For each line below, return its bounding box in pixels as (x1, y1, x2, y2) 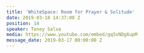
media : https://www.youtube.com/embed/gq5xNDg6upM (6, 32, 138, 38)
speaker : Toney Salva (6, 26, 62, 32)
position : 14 (6, 20, 40, 26)
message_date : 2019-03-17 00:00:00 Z (6, 37, 103, 43)
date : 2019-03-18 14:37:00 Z (6, 15, 81, 21)
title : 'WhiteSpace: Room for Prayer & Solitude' (6, 9, 135, 15)
